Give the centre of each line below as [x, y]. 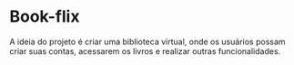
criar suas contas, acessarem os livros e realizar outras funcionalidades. [145, 51]
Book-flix [45, 17]
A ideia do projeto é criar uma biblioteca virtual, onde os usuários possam [147, 42]
